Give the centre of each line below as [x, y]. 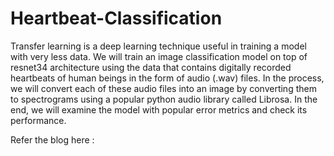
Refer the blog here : [52, 139]
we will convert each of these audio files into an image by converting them [163, 88]
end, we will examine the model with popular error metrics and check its [159, 109]
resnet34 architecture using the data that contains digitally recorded [151, 67]
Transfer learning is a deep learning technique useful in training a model [158, 46]
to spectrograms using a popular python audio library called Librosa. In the [164, 99]
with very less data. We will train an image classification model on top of [159, 56]
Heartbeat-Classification [116, 18]
